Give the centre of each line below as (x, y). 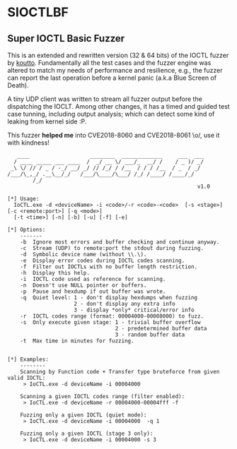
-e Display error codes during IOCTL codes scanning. (103, 261)
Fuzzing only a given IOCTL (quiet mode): (83, 415)
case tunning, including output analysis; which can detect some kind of (111, 114)
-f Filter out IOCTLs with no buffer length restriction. (109, 267)
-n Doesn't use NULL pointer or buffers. (83, 285)
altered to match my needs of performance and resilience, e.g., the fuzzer (115, 70)
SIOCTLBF (38, 12)
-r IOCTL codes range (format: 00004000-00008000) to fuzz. (112, 316)
